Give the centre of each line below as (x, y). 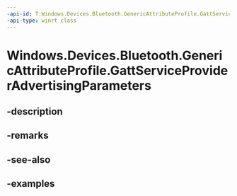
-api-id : (19, 14)
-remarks (28, 136)
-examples (31, 184)
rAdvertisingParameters (79, 85)
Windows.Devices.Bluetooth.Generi (115, 56)
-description (35, 111)
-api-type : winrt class (42, 21)
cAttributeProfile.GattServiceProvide (117, 70)
